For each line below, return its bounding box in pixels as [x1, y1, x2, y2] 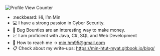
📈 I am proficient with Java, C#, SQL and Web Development [12, 33, 137, 38]
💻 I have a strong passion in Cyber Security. [12, 20, 105, 26]
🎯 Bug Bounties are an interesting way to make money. [12, 27, 125, 33]
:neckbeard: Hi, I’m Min [12, 14, 61, 20]
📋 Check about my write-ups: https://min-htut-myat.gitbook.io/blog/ [12, 45, 155, 51]
